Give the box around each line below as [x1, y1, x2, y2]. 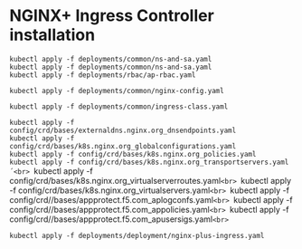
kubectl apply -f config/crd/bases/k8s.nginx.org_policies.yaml [9, 149, 257, 158]
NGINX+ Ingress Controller [9, 5, 214, 26]
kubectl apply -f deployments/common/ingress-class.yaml [9, 101, 229, 111]
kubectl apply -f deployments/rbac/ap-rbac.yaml [9, 70, 196, 80]
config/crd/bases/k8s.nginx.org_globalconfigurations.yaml [9, 141, 237, 150]
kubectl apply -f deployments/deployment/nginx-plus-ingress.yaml [9, 231, 265, 240]
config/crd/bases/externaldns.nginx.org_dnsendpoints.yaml [9, 126, 237, 135]
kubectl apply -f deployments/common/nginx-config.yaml [9, 86, 224, 95]
